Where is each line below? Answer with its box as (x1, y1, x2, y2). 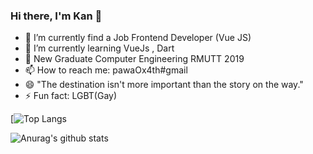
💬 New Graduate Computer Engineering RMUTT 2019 (24, 53, 245, 65)
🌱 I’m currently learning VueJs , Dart (24, 42, 175, 54)
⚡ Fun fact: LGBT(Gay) (24, 90, 118, 102)
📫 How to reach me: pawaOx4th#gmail (24, 64, 188, 76)
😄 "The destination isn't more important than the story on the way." (24, 79, 304, 91)
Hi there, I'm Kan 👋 (10, 9, 103, 23)
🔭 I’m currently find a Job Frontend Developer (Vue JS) (24, 32, 252, 44)
